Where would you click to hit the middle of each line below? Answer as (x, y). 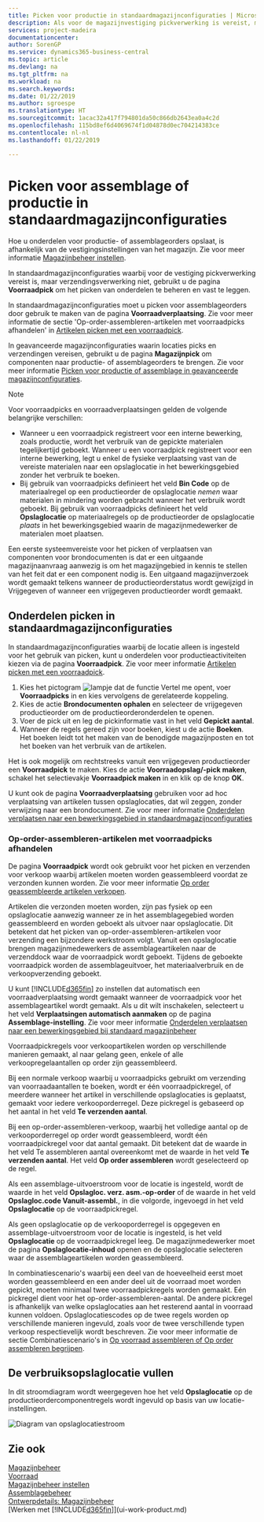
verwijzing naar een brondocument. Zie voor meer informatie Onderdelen (126, 810)
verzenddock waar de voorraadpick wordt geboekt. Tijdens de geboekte (126, 956)
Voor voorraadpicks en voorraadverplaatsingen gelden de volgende (118, 410)
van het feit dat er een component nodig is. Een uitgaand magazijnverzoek (128, 574)
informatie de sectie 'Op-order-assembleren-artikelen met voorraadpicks (126, 322)
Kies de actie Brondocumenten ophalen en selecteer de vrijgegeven (131, 704)
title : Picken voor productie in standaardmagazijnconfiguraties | (121, 15)
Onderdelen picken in (62, 616)
